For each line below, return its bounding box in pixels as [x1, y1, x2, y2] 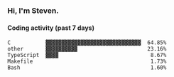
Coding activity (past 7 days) [7, 24, 94, 32]
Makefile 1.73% [7, 58, 167, 66]
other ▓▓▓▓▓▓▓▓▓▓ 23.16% [7, 46, 167, 53]
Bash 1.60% [7, 64, 167, 71]
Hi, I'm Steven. [7, 6, 59, 16]
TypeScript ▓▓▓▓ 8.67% [7, 52, 167, 59]
